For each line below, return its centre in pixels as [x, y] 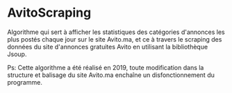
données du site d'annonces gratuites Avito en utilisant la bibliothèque [108, 46]
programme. [25, 82]
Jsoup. [17, 54]
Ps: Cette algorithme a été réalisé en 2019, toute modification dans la [106, 67]
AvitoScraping [49, 13]
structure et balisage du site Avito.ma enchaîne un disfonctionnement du [111, 75]
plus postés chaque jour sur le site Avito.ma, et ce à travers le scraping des [115, 39]
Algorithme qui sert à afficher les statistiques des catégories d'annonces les [116, 32]
